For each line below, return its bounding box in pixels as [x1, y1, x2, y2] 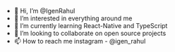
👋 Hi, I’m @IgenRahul [13, 7, 76, 15]
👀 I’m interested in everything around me [13, 14, 133, 22]
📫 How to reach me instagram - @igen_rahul [13, 37, 146, 45]
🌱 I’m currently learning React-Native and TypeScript [13, 22, 168, 30]
